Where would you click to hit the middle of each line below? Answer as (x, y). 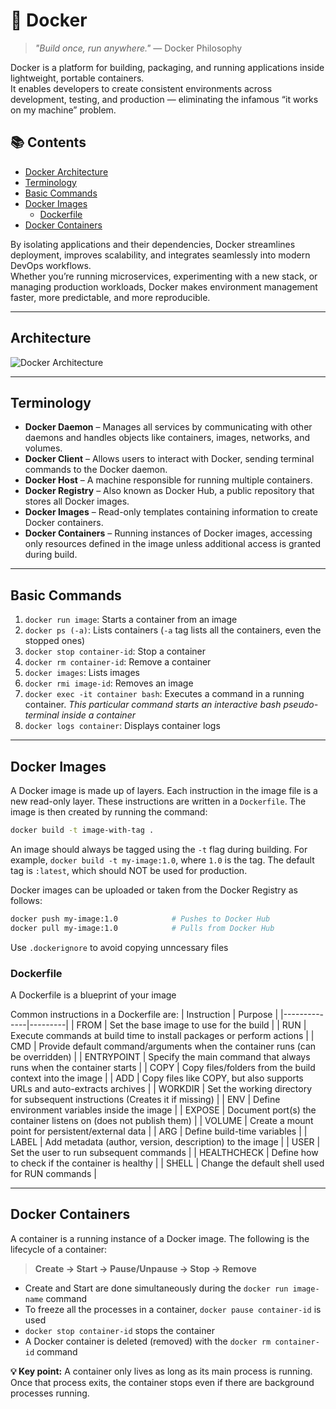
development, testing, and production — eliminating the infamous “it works (164, 99)
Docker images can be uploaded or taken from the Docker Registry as (154, 890)
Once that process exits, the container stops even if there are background (162, 1382)
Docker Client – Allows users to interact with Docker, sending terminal (169, 459)
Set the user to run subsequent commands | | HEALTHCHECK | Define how (164, 1152)
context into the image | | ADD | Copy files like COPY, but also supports (157, 1078)
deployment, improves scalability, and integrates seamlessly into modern (160, 255)
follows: (26, 900)
